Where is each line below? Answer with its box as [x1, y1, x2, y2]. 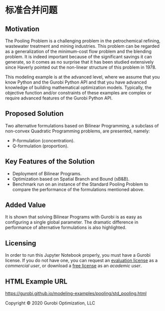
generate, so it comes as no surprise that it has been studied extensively [5, 59, 154, 65]
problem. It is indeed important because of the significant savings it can [5, 54, 153, 60]
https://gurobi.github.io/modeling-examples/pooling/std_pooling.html [5, 291, 147, 297]
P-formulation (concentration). [12, 137, 75, 143]
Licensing [5, 239, 36, 247]
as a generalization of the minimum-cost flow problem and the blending [5, 48, 152, 54]
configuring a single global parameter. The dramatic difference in [5, 219, 138, 225]
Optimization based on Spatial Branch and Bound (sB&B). [12, 176, 130, 182]
